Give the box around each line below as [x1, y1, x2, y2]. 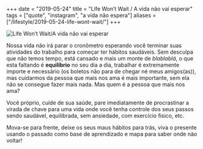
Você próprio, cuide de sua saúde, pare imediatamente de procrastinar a [6, 99, 190, 106]
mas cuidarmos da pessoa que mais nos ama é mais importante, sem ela [6, 74, 190, 81]
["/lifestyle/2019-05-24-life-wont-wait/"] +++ [6, 18, 121, 25]
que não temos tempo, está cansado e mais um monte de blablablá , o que [6, 55, 194, 62]
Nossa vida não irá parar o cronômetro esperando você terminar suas [6, 42, 182, 49]
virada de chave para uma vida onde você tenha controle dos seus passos [6, 106, 194, 112]
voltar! [6, 137, 23, 144]
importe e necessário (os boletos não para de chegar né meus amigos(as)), [6, 68, 197, 75]
